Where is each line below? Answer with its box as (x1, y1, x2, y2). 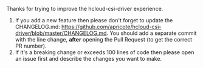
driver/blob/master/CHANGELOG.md (15, 29, 107, 37)
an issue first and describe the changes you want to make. (15, 55, 162, 62)
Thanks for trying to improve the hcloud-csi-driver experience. (6, 5, 163, 12)
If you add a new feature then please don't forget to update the (15, 17, 173, 23)
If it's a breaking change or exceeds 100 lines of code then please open (15, 49, 194, 56)
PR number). (15, 42, 47, 49)
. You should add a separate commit (106, 29, 197, 37)
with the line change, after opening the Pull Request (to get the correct (15, 36, 193, 43)
